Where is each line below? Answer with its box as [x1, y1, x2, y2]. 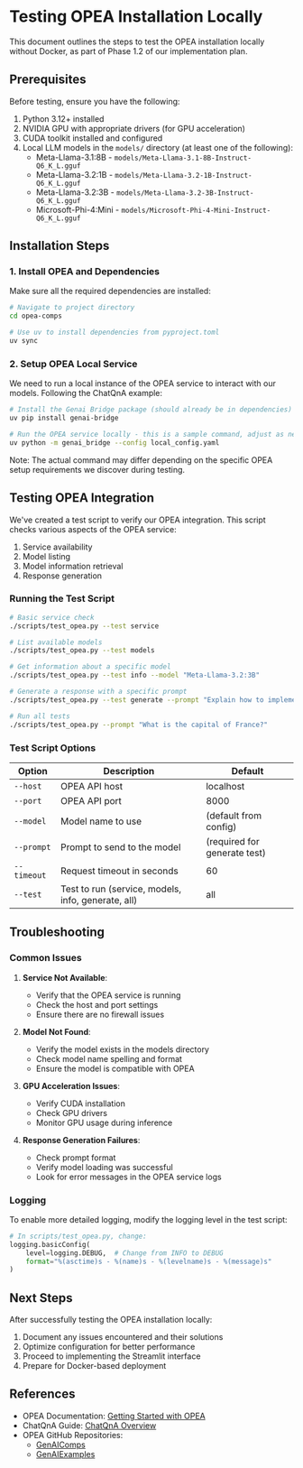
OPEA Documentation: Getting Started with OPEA [22, 1410, 206, 1421]
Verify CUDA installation [35, 1098, 126, 1109]
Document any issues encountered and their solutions [22, 1332, 224, 1343]
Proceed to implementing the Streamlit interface [22, 1351, 201, 1362]
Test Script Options [9, 742, 96, 754]
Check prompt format [35, 1152, 116, 1163]
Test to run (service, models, [60, 882, 182, 895]
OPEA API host [60, 780, 124, 792]
